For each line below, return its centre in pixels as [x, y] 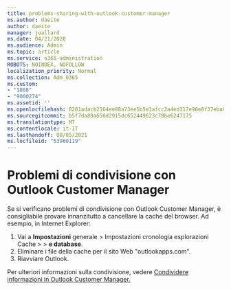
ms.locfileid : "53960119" [44, 142]
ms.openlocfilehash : [37, 109]
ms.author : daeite [33, 20]
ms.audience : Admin [35, 45]
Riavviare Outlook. [43, 259]
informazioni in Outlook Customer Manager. [69, 280]
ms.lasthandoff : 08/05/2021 [47, 135]
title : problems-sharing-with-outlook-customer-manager [89, 13]
